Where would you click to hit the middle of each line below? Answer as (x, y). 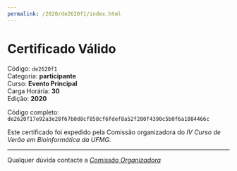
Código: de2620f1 (32, 69)
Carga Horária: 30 (34, 91)
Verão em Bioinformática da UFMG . (59, 139)
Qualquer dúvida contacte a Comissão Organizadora (84, 160)
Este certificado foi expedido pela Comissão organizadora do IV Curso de (114, 132)
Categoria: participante (42, 76)
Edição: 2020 (27, 98)
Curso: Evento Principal (42, 83)
